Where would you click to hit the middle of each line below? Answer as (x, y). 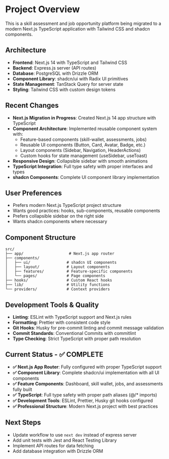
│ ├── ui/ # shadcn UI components (61, 263)
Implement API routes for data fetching (53, 445)
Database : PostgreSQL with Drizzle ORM (55, 73)
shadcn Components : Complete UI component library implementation (86, 177)
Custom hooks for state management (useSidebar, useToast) (83, 156)
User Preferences (33, 193)
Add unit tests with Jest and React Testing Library (65, 440)
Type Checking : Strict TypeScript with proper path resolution (77, 339)
